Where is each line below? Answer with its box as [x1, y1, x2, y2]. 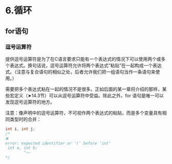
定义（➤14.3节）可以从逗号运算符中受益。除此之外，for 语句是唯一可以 [14, 92, 164, 98]
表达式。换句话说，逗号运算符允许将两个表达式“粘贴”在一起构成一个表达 [9, 62, 162, 68]
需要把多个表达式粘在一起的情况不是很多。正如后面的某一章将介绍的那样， [5, 86, 162, 92]
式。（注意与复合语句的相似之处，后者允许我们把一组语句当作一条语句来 [5, 69, 156, 75]
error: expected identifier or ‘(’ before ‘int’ [5, 140, 111, 146]
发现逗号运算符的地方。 [5, 98, 55, 105]
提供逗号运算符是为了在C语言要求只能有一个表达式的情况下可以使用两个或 [5, 56, 161, 62]
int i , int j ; [5, 126, 36, 131]
